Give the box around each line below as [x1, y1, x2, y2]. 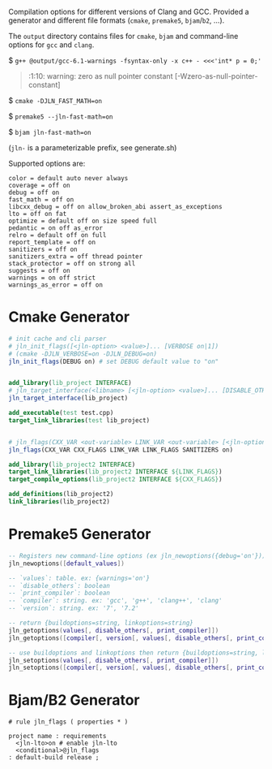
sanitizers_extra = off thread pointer [8, 253, 143, 261]
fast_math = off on [8, 196, 74, 204]
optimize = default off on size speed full [8, 217, 158, 225]
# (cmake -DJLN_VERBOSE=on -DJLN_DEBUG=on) [8, 349, 158, 358]
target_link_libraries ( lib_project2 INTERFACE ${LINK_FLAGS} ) [8, 468, 223, 476]
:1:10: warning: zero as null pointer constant [28, 71, 173, 80]
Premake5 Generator [8, 525, 151, 543]
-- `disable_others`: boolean [8, 581, 111, 590]
